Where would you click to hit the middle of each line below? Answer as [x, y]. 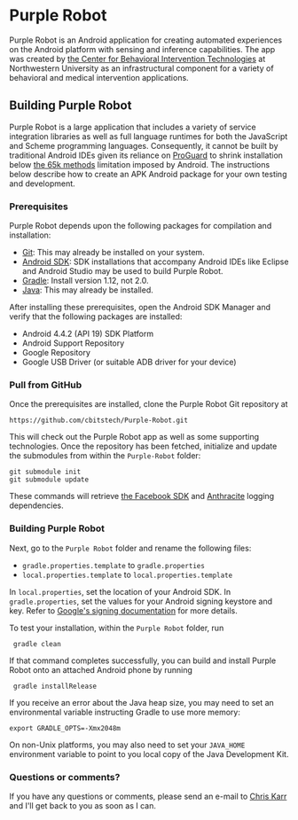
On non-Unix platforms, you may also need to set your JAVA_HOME [127, 745]
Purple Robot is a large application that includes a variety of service [133, 127]
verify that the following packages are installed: [96, 316]
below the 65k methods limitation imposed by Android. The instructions [140, 164]
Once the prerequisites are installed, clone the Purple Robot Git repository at [149, 404]
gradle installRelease [55, 686]
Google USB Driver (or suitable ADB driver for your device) [129, 362]
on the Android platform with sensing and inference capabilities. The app [142, 49]
